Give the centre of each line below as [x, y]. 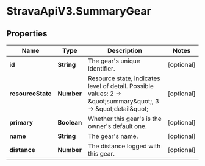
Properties [27, 34]
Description [125, 51]
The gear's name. [113, 136]
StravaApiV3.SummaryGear [79, 11]
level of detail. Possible [121, 86]
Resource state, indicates [124, 78]
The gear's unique [114, 61]
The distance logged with [124, 146]
